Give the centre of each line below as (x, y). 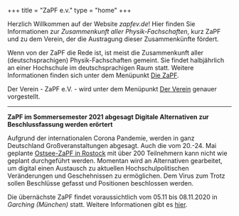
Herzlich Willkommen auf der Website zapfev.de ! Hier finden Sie (101, 24)
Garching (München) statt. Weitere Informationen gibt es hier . (97, 204)
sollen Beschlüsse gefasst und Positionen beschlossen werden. (101, 183)
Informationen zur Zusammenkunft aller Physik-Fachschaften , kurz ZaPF (114, 32)
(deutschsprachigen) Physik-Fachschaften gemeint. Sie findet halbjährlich (116, 60)
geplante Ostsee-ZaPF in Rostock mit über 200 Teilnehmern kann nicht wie (117, 153)
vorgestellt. (24, 96)
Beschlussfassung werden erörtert (60, 124)
